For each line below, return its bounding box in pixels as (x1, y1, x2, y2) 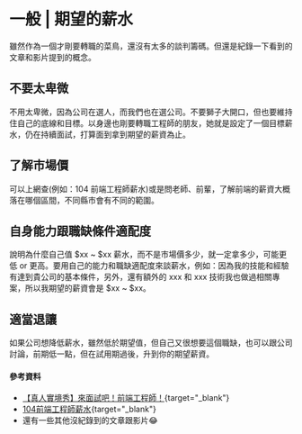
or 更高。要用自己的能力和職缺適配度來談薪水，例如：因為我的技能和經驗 (19, 260, 289, 271)
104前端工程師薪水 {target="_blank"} (22, 403, 157, 415)
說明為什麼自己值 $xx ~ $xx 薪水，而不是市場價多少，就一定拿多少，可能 (9, 249, 280, 260)
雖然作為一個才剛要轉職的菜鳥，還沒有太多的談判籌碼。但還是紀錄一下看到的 (9, 41, 293, 51)
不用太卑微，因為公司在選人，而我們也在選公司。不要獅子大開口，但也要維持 (9, 106, 293, 117)
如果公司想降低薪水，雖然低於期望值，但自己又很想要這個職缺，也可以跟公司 (9, 338, 293, 348)
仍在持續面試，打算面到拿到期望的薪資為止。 (24, 129, 191, 140)
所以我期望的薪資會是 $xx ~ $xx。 (24, 283, 151, 294)
